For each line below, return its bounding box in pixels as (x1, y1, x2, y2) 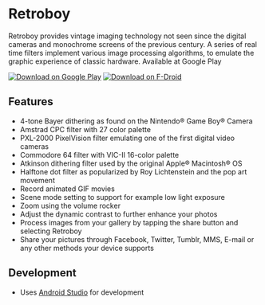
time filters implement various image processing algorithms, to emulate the (8, 48, 255, 57)
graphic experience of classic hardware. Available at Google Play (8, 57, 222, 66)
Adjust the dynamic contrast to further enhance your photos (19, 209, 218, 219)
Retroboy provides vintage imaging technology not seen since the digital (8, 31, 247, 41)
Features (8, 95, 53, 108)
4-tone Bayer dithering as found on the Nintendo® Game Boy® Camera (19, 116, 253, 126)
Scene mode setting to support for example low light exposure (19, 192, 225, 201)
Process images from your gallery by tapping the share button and (19, 217, 239, 227)
